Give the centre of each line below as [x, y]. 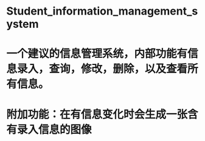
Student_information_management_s [102, 11]
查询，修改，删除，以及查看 [118, 69]
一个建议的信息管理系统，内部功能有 [97, 54]
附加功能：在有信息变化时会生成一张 [97, 114]
